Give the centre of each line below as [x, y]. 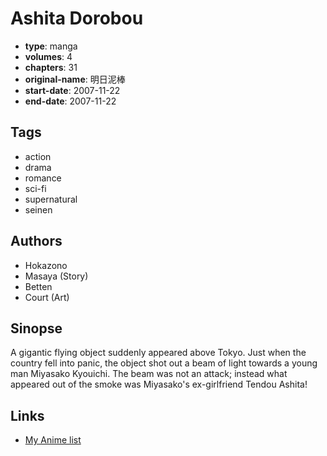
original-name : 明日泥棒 [75, 79]
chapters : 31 [51, 67]
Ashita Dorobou [77, 18]
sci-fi [35, 188]
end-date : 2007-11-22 [70, 101]
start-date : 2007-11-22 [72, 90]
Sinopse [36, 328]
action [38, 156]
